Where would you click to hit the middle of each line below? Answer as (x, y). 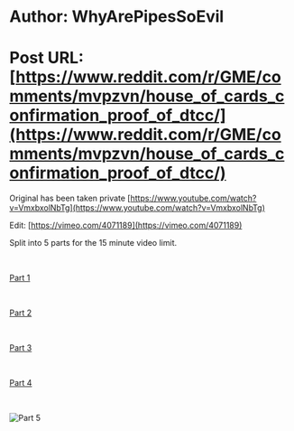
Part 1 (20, 278)
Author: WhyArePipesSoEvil (117, 17)
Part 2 (21, 313)
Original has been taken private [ (70, 198)
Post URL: (46, 58)
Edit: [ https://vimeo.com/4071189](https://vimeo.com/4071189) (126, 225)
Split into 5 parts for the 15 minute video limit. (93, 243)
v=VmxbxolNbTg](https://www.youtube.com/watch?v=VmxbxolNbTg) (138, 208)
